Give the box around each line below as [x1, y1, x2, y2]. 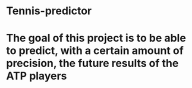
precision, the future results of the [6, 56, 179, 70]
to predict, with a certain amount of [6, 44, 184, 58]
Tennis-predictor [6, 4, 92, 18]
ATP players [6, 70, 67, 83]
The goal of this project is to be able [6, 32, 186, 45]
